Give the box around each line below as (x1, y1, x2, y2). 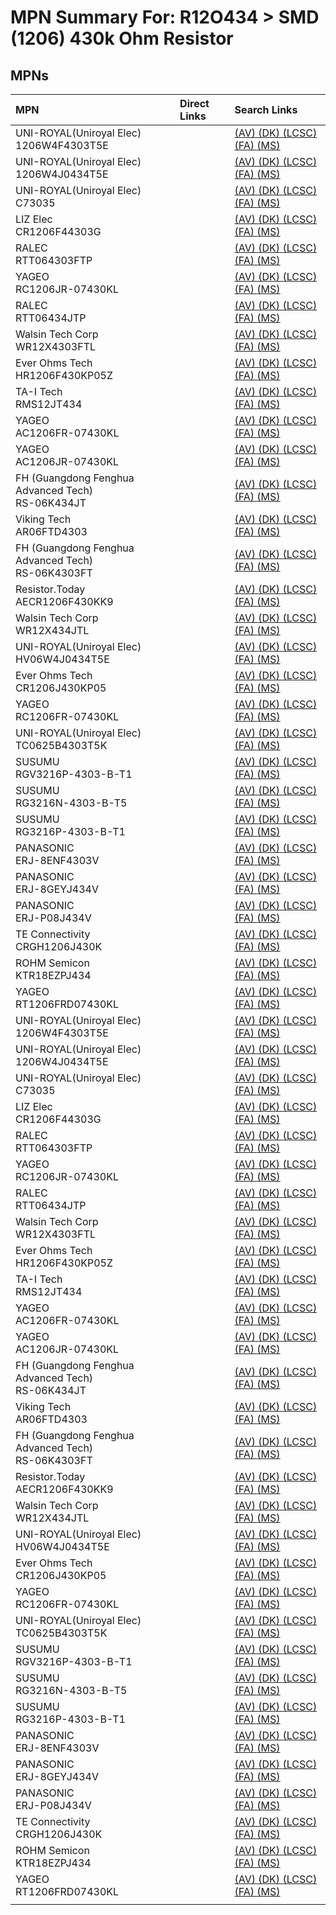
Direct (179, 97, 210, 110)
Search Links (234, 103, 298, 116)
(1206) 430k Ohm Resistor (10, 27, 234, 50)
